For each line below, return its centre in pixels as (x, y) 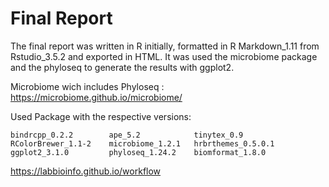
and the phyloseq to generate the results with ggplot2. (122, 67)
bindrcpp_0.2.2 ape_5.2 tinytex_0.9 (127, 135)
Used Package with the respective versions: (101, 116)
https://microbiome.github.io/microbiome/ (96, 97)
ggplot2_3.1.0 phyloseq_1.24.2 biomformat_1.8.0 (138, 152)
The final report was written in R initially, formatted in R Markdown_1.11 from (165, 46)
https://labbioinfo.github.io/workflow (86, 171)
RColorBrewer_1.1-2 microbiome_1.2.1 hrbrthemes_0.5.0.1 (142, 143)
